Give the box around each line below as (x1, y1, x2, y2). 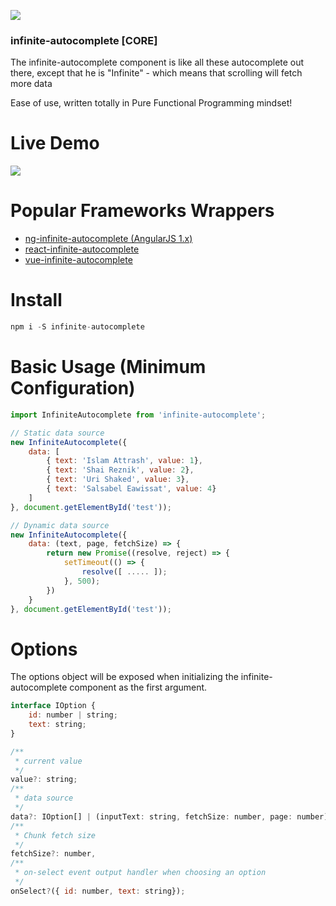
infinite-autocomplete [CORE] (10, 33, 158, 47)
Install (10, 289, 63, 312)
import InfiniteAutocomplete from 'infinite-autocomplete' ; (10, 410, 267, 420)
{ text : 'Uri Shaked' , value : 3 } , (46, 475, 190, 485)
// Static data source (10, 428, 105, 438)
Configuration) (10, 377, 136, 400)
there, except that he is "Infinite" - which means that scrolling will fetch (10, 67, 303, 79)
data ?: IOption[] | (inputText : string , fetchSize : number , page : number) (10, 811, 329, 822)
